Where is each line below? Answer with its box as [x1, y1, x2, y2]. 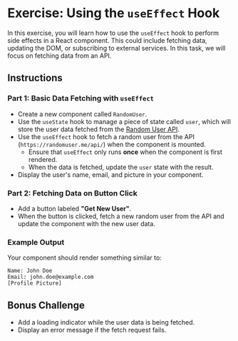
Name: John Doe [7, 268, 53, 275]
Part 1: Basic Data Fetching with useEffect [7, 93, 155, 103]
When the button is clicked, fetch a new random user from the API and [17, 212, 224, 220]
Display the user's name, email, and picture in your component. [17, 170, 204, 179]
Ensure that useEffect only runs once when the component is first [28, 148, 223, 156]
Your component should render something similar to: [7, 253, 162, 262]
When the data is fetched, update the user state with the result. [28, 163, 214, 171]
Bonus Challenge [7, 299, 86, 311]
